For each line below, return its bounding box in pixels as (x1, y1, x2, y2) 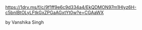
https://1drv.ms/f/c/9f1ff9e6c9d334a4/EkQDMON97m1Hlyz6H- (5, 4, 137, 10)
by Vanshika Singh (5, 19, 44, 25)
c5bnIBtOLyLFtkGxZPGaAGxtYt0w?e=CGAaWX (5, 9, 104, 15)
